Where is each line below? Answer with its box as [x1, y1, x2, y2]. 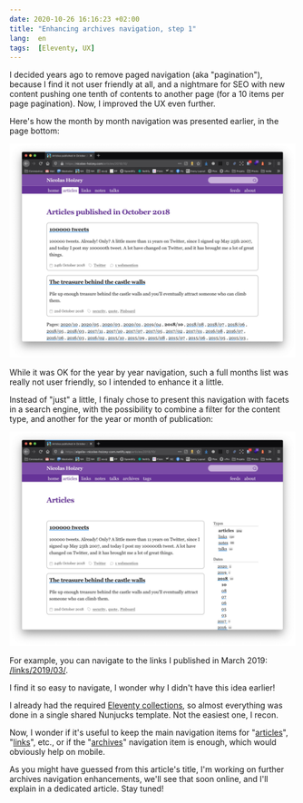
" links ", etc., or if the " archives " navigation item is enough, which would [9, 737, 277, 748]
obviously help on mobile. [9, 747, 106, 758]
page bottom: [9, 125, 60, 136]
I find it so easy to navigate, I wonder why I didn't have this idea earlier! [9, 682, 276, 693]
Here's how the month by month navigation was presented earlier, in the [9, 116, 279, 127]
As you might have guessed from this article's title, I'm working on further [9, 764, 284, 775]
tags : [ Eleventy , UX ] [9, 44, 95, 53]
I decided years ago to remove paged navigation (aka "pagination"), [9, 69, 263, 81]
